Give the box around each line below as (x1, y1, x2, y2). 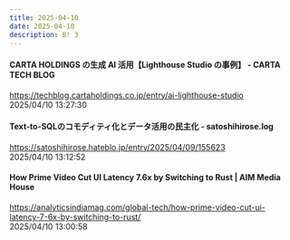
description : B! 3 (9, 30, 79, 39)
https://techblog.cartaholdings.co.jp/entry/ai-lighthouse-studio (9, 90, 245, 101)
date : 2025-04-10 (9, 22, 75, 31)
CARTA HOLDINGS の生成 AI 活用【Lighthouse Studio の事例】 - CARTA (9, 59, 281, 70)
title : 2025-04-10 (9, 13, 79, 23)
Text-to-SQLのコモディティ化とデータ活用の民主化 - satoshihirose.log (9, 121, 274, 132)
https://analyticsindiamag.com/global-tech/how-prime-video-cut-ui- (9, 201, 266, 213)
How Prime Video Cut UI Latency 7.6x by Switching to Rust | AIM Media (9, 172, 281, 183)
